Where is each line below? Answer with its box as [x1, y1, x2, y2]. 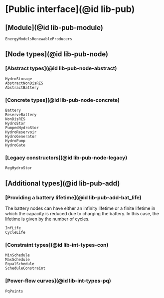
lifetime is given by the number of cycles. [5, 216, 90, 222]
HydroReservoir [5, 130, 37, 135]
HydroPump [5, 138, 26, 143]
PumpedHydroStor [5, 125, 39, 130]
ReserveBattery [5, 112, 37, 117]
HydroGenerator [5, 134, 37, 139]
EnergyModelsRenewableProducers [5, 36, 72, 41]
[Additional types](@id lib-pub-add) [5, 179, 120, 187]
